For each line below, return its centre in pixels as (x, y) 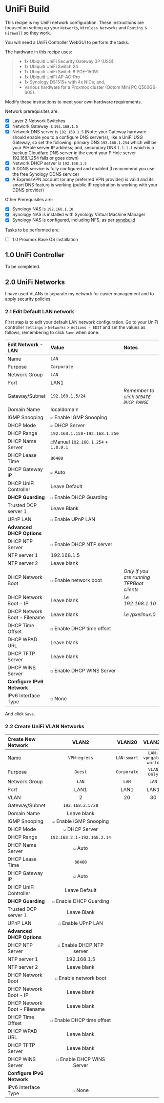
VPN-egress (81, 758)
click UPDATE (137, 397)
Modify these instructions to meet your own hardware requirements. (74, 102)
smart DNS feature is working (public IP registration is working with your (85, 185)
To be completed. (23, 266)
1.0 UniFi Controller (35, 255)
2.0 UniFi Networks (35, 282)
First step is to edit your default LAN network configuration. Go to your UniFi (82, 322)
